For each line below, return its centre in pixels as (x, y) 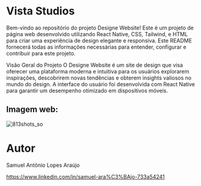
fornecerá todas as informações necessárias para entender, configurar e (96, 47)
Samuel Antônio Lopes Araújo (43, 165)
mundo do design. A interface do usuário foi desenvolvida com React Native (101, 84)
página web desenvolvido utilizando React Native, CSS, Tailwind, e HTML (97, 34)
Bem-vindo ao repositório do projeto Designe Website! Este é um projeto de (100, 28)
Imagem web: (32, 110)
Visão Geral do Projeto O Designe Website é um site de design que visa (95, 65)
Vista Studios (41, 11)
